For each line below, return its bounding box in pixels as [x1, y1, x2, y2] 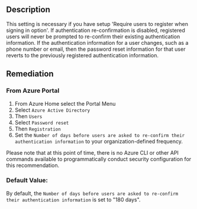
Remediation [6, 69, 54, 79]
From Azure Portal [6, 87, 60, 95]
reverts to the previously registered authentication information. [6, 51, 159, 58]
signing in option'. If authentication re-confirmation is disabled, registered [6, 27, 185, 34]
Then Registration [14, 125, 61, 132]
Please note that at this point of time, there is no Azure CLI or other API [6, 149, 179, 156]
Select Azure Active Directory [14, 106, 91, 113]
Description [6, 5, 50, 15]
